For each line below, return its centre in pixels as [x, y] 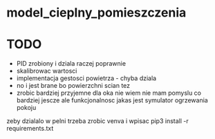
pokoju [26, 108]
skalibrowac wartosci [47, 71]
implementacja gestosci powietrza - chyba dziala [86, 78]
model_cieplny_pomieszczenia [96, 13]
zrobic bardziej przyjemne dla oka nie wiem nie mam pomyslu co [109, 93]
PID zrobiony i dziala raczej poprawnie [71, 64]
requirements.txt [30, 129]
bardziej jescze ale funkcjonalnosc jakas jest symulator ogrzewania [112, 100]
